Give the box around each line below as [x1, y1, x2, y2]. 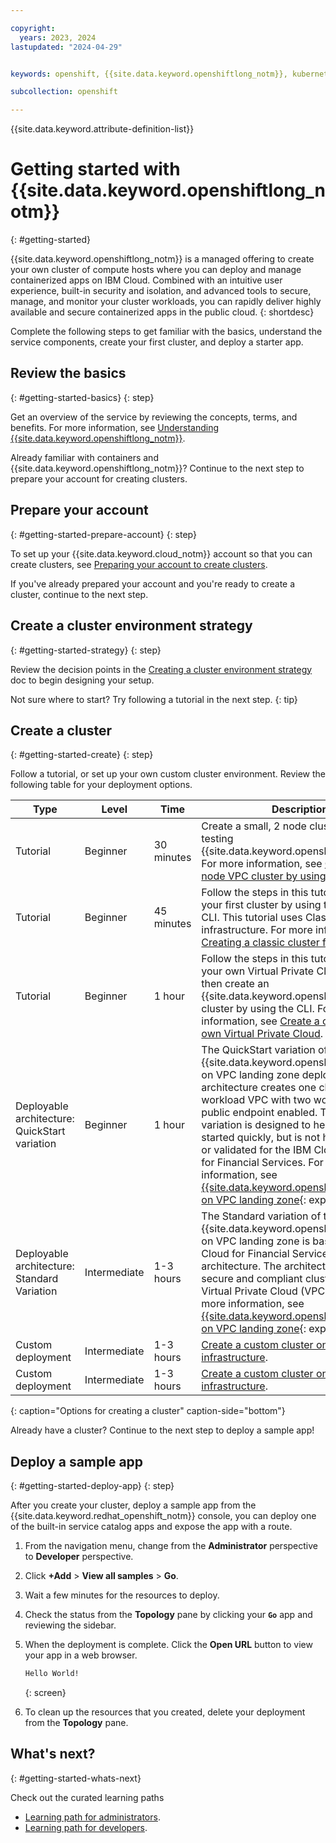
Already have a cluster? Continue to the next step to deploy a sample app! [10, 1424, 315, 1436]
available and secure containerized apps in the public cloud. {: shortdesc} [10, 306, 315, 318]
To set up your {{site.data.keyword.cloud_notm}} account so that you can [10, 547, 313, 560]
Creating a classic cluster [201, 936, 320, 950]
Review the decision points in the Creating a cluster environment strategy [10, 663, 313, 675]
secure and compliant [201, 1272, 303, 1286]
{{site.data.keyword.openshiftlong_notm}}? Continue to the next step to [10, 462, 305, 474]
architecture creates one [201, 1081, 317, 1095]
